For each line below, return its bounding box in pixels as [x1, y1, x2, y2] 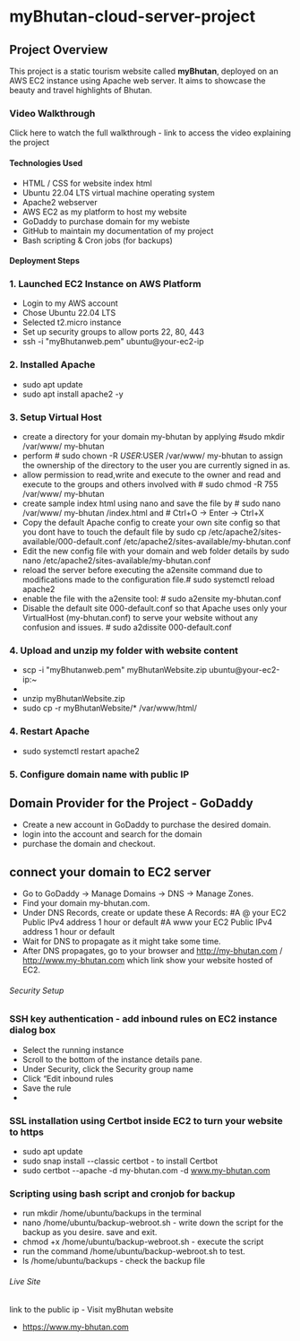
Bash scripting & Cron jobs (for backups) [21, 235, 173, 246]
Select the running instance [21, 1044, 124, 1055]
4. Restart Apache [9, 725, 90, 737]
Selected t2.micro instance [21, 317, 122, 328]
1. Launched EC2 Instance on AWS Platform [9, 278, 201, 291]
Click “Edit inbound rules [21, 1073, 114, 1084]
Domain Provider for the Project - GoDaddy [9, 796, 253, 811]
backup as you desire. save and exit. [21, 1227, 158, 1238]
